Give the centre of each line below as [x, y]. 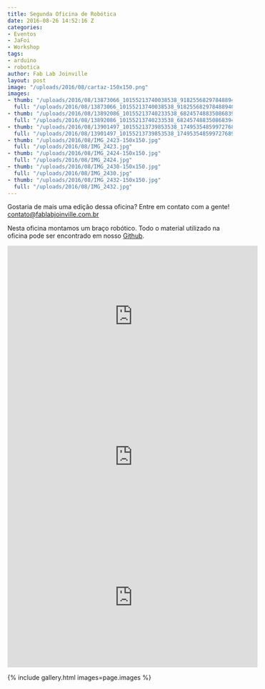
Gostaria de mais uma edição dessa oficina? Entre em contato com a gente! [119, 207]
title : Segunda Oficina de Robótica [62, 14]
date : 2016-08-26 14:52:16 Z [51, 21]
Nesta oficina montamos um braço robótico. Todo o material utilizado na [114, 228]
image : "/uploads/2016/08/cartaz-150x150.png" [78, 87]
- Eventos [22, 34]
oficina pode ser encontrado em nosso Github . [76, 236]
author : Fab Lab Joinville [47, 74]
